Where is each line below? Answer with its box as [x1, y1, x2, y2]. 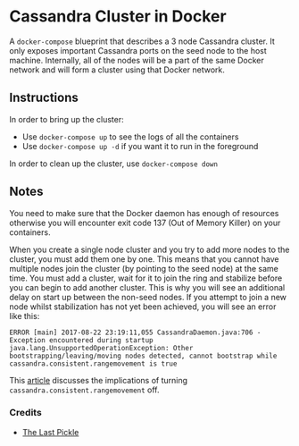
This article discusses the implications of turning [9, 374, 188, 385]
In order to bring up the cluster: [9, 114, 124, 124]
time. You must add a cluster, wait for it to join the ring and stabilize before [9, 273, 283, 283]
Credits [9, 407, 42, 419]
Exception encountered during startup [9, 335, 154, 345]
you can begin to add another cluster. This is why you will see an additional [9, 282, 286, 292]
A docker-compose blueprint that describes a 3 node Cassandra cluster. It [9, 36, 275, 46]
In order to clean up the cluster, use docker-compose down [9, 158, 219, 169]
